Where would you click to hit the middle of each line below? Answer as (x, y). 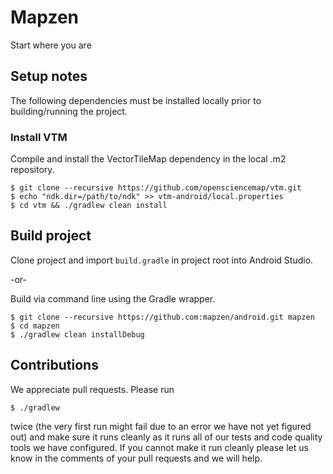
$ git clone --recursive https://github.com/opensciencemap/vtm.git (156, 188)
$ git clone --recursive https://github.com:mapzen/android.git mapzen (162, 317)
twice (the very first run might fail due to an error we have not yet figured (161, 426)
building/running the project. (69, 111)
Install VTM (39, 137)
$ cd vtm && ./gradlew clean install (89, 206)
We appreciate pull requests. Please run (92, 389)
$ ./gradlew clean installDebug (77, 334)
